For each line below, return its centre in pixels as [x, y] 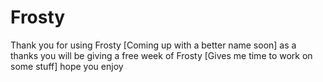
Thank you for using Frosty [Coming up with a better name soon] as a [153, 45]
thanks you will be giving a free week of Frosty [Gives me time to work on [161, 55]
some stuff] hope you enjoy [67, 66]
